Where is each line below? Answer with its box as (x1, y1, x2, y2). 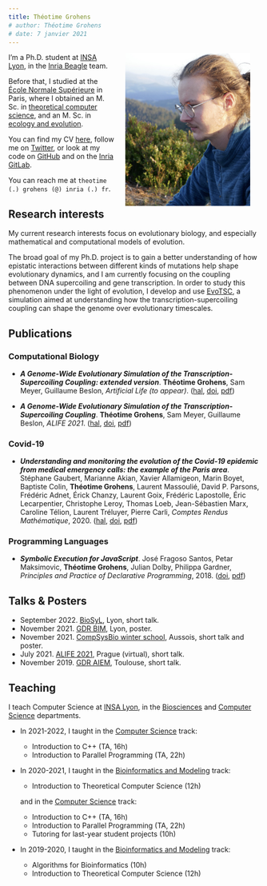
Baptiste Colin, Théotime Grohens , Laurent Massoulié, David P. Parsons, (19, 482, 260, 492)
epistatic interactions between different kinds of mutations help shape (8, 261, 239, 271)
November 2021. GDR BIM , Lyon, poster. (19, 624, 153, 633)
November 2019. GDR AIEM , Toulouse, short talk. (19, 658, 181, 668)
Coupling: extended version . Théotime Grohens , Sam (65, 377, 245, 387)
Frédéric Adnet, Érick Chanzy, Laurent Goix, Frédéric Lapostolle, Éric (19, 490, 246, 500)
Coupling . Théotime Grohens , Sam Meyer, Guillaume (65, 409, 241, 419)
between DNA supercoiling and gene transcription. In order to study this (8, 278, 245, 288)
